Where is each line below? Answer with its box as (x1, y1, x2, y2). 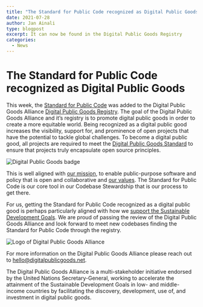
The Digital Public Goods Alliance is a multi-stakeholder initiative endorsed (6, 268, 192, 275)
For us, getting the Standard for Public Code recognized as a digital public (6, 201, 190, 208)
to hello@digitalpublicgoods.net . (6, 256, 87, 263)
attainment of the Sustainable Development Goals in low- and (6, 280, 159, 288)
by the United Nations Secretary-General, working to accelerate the (6, 274, 175, 282)
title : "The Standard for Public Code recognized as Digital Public (6, 8, 182, 15)
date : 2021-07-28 (6, 15, 50, 21)
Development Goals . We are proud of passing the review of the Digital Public (6, 213, 197, 221)
